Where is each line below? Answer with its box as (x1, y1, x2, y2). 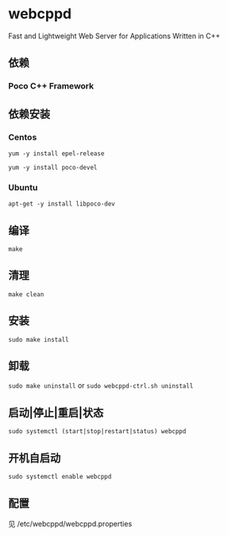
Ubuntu (8, 182, 38, 193)
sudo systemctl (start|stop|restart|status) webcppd (8, 428, 187, 436)
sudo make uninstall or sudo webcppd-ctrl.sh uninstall (8, 381, 194, 390)
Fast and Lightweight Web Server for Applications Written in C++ (8, 31, 221, 41)
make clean (8, 290, 44, 299)
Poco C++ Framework (8, 80, 95, 92)
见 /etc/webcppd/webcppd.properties (8, 518, 133, 528)
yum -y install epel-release (8, 149, 105, 158)
